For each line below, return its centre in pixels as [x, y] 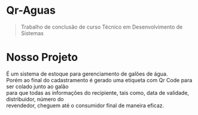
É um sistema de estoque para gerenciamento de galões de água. [87, 74]
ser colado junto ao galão [37, 86]
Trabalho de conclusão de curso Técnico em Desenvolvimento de [102, 27]
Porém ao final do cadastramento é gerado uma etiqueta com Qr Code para [99, 80]
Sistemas [32, 33]
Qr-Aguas [31, 10]
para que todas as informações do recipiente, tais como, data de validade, [98, 92]
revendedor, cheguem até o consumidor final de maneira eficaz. [85, 105]
